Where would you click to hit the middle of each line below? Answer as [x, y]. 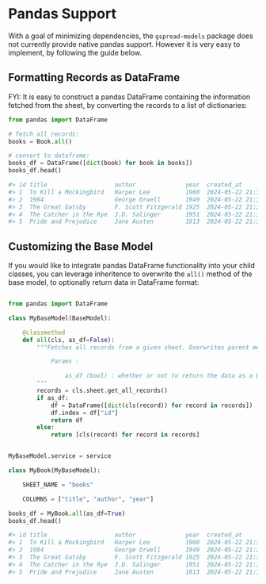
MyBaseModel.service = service [60, 456]
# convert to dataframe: [49, 156]
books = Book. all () [40, 141]
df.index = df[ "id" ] [84, 413]
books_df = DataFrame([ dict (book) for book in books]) [101, 163]
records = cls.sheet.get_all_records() [103, 391]
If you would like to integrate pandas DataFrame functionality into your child [132, 266]
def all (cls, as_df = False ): [68, 340]
